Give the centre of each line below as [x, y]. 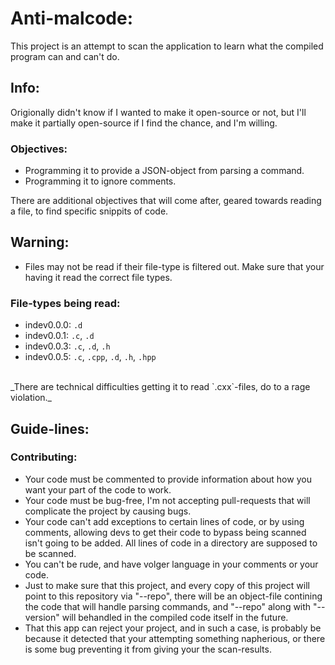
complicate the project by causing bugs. [108, 511]
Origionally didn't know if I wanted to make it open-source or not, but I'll [158, 112]
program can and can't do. [65, 56]
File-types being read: [65, 303]
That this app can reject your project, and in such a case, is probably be [173, 628]
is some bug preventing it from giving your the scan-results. [148, 649]
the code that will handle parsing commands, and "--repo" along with [168, 606]
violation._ [31, 398]
